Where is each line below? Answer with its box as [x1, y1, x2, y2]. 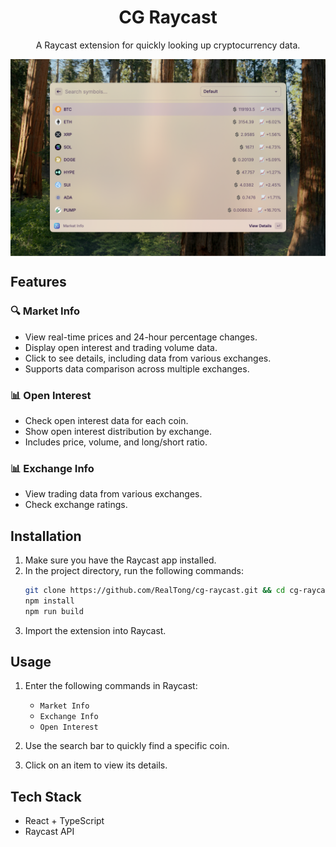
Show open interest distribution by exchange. [24, 425, 212, 437]
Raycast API [24, 826, 75, 838]
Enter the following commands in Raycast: [24, 680, 198, 692]
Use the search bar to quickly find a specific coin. [24, 740, 230, 752]
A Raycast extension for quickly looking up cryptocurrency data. [35, 39, 301, 51]
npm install [24, 596, 75, 606]
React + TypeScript [24, 815, 105, 827]
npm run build [24, 606, 84, 616]
